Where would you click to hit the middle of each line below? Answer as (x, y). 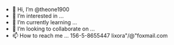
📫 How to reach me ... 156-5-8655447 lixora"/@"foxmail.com (90, 36)
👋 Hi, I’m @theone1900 (41, 9)
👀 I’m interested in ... (38, 16)
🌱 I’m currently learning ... (45, 22)
